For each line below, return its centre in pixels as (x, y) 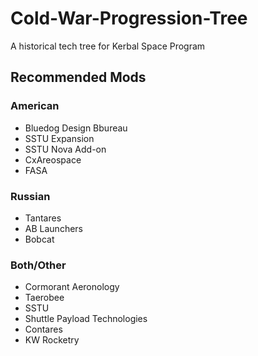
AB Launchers (53, 228)
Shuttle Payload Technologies (86, 319)
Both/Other (38, 265)
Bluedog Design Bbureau (76, 128)
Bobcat (39, 239)
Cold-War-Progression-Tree (129, 18)
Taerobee (44, 298)
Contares (43, 329)
